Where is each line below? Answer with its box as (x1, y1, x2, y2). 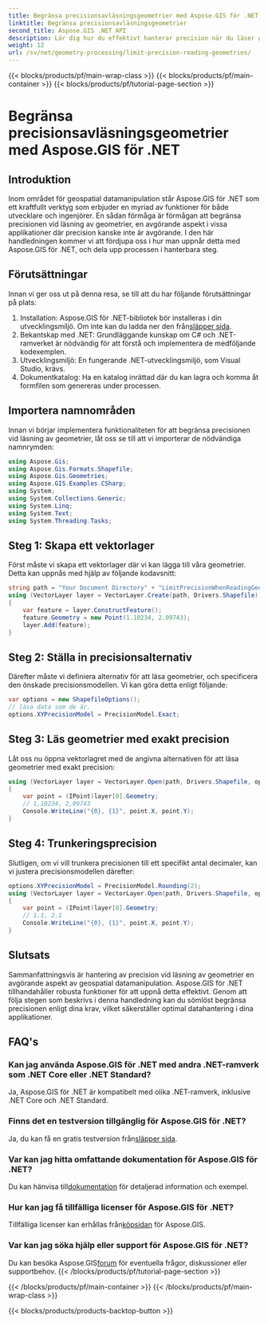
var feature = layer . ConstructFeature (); (22, 606, 162, 614)
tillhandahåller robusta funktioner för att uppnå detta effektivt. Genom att (8, 986, 247, 996)
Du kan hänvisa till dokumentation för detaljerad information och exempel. (8, 1182, 249, 1191)
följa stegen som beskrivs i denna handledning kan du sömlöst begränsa (8, 995, 246, 1005)
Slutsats (8, 949, 50, 962)
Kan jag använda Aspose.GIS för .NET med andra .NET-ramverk (8, 1059, 259, 1070)
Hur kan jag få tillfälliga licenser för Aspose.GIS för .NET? (8, 1202, 234, 1213)
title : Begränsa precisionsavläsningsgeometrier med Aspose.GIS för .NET (8, 11, 259, 20)
